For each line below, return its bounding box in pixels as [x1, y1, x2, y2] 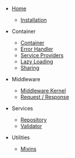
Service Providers [20, 52, 64, 58]
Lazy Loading [20, 58, 54, 65]
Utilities [11, 134, 30, 141]
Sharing [20, 64, 40, 71]
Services [11, 105, 33, 111]
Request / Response [20, 94, 69, 100]
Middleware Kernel [20, 87, 66, 94]
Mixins [20, 146, 37, 152]
